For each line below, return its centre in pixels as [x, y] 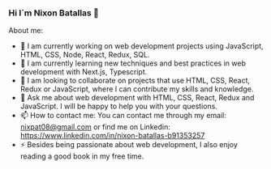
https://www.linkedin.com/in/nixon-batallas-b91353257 [112, 136]
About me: [26, 31]
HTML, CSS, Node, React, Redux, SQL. [85, 55]
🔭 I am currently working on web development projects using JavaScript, [142, 46]
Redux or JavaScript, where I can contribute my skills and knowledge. [137, 89]
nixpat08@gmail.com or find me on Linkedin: [95, 127]
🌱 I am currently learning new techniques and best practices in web [133, 63]
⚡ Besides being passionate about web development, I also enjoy [129, 145]
